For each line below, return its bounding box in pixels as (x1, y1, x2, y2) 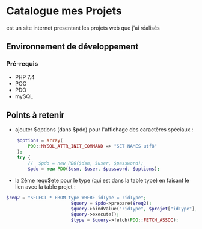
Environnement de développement (6, 42, 139, 52)
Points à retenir (6, 110, 65, 121)
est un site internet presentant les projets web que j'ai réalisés (6, 24, 161, 31)
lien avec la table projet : (14, 183, 76, 190)
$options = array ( (17, 137, 63, 144)
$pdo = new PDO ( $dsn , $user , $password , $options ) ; (28, 166, 161, 172)
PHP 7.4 (14, 74, 35, 81)
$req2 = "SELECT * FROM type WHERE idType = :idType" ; (6, 195, 147, 201)
